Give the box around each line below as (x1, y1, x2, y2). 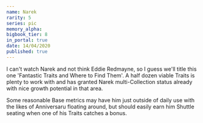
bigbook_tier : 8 (6, 32, 48, 38)
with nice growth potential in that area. (6, 85, 103, 92)
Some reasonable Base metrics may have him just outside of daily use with (6, 96, 195, 104)
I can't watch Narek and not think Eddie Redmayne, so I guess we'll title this (6, 65, 197, 72)
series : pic (6, 20, 37, 26)
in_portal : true (6, 37, 48, 43)
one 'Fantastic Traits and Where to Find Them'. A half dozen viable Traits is (6, 71, 195, 79)
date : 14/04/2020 (6, 43, 51, 49)
